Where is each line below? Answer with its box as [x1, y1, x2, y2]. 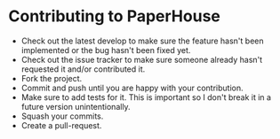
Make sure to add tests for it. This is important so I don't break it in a [20, 91, 272, 103]
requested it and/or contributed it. [20, 64, 146, 74]
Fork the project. [20, 73, 83, 83]
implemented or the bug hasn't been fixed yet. [20, 44, 191, 55]
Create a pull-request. [20, 120, 102, 130]
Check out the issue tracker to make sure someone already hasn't [20, 54, 263, 65]
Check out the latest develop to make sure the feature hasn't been [20, 35, 264, 46]
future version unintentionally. [20, 101, 131, 112]
